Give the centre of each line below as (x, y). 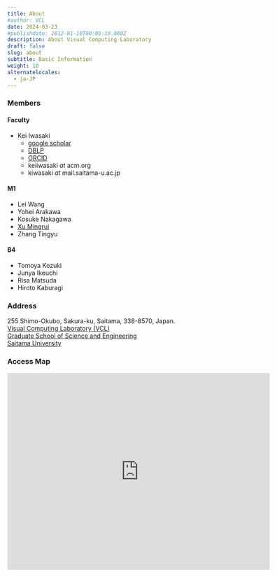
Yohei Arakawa (39, 211)
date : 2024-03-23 (33, 27)
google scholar (49, 143)
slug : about (24, 53)
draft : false (26, 46)
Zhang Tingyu (37, 234)
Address (22, 306)
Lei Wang (31, 204)
